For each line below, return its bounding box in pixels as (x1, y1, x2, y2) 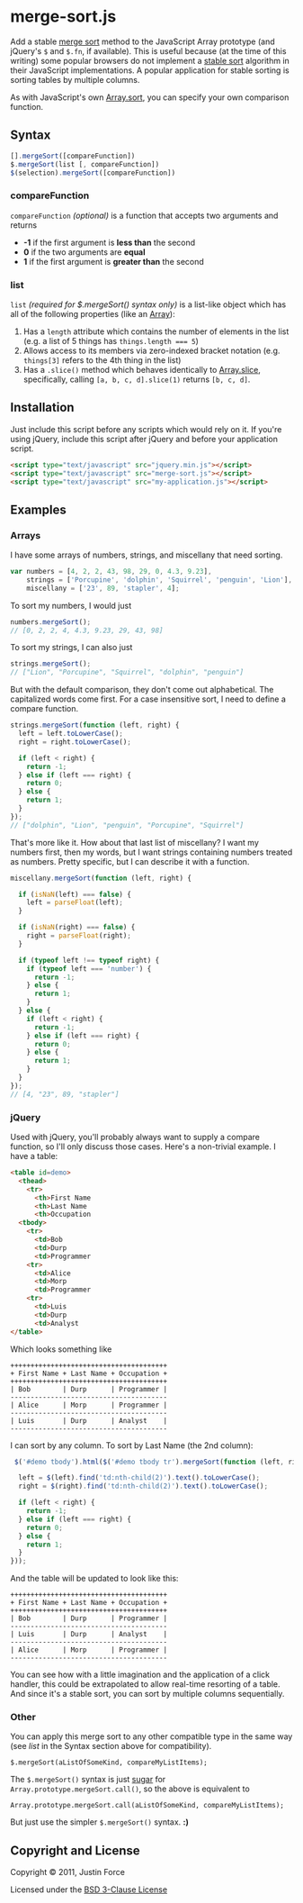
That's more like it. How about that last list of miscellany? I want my (10, 837, 260, 847)
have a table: (10, 1151, 58, 1162)
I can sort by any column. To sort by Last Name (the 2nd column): (10, 1439, 254, 1451)
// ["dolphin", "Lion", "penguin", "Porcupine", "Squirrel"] (10, 820, 245, 829)
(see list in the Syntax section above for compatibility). (10, 1741, 212, 1752)
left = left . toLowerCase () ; (18, 729, 124, 739)
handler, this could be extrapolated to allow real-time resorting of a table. (10, 1679, 281, 1690)
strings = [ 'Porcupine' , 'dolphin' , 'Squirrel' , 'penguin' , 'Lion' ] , (26, 575, 293, 584)
